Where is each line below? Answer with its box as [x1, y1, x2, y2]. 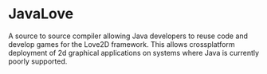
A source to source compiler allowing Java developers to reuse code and [8, 31, 249, 41]
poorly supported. [8, 56, 68, 66]
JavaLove [8, 5, 74, 23]
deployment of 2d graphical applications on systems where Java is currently [8, 48, 260, 57]
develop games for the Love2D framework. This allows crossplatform [8, 39, 235, 49]
